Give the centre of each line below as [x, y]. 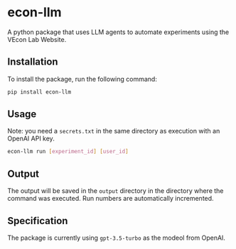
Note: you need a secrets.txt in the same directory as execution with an [114, 131]
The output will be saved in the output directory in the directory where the [116, 191]
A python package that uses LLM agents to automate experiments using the [118, 32]
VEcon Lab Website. [37, 39]
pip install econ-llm [39, 92]
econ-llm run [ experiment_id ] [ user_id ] [68, 152]
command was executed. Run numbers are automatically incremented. [111, 199]
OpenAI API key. [31, 138]
